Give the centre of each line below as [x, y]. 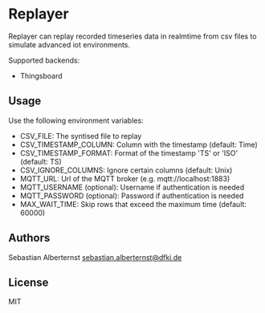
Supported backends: [44, 60]
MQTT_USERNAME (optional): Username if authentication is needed [132, 187]
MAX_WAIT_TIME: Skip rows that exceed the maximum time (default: [133, 204]
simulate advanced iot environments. [69, 44]
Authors [29, 238]
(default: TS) [41, 161]
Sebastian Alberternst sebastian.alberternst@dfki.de [95, 257]
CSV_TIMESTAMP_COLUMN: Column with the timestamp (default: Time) [139, 144]
